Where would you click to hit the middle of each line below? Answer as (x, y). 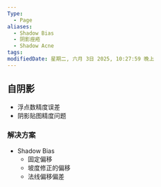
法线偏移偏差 (46, 176)
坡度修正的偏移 (49, 168)
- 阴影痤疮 (27, 40)
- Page (23, 20)
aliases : (20, 26)
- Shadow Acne (34, 46)
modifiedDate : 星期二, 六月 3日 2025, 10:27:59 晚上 (81, 59)
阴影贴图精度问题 (42, 115)
